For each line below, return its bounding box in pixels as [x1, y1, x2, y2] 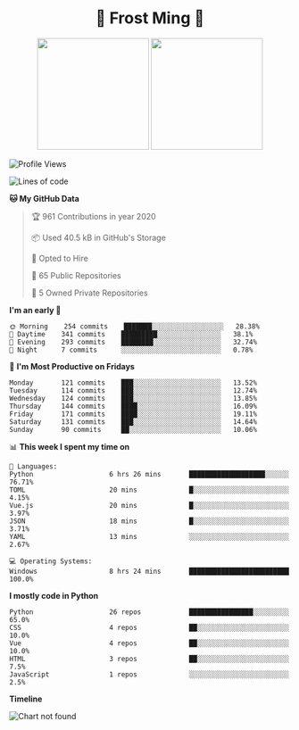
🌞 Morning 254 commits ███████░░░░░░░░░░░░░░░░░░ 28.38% [9, 321, 261, 331]
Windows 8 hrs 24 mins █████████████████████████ [9, 567, 290, 576]
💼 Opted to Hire [30, 253, 89, 263]
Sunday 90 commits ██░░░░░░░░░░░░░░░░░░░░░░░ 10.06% [9, 425, 257, 434]
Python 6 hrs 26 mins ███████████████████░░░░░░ [9, 469, 290, 478]
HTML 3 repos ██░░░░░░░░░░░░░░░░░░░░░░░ [9, 654, 290, 663]
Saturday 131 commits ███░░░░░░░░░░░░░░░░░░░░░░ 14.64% [9, 417, 257, 427]
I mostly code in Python [9, 590, 99, 601]
